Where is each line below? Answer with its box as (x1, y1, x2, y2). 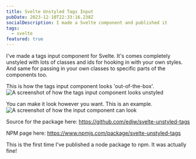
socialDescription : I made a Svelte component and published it (6, 20, 168, 25)
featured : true (6, 36, 44, 42)
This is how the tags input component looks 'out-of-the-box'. (6, 83, 155, 89)
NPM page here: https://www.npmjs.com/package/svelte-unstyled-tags (6, 129, 181, 137)
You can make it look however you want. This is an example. (6, 100, 152, 107)
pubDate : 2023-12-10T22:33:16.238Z (6, 14, 94, 20)
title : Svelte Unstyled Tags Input (6, 8, 94, 15)
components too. (6, 72, 48, 78)
